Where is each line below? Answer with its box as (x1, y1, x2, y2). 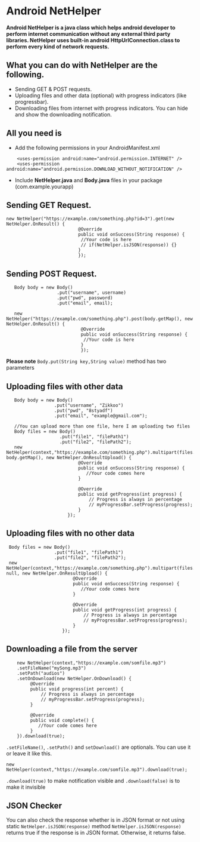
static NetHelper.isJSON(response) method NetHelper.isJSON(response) (6, 823, 182, 830)
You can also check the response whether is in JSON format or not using (6, 816, 185, 823)
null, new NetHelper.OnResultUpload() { (6, 570, 108, 576)
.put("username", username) (57, 290, 127, 296)
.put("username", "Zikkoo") (54, 402, 124, 408)
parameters (6, 364, 35, 371)
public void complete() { (30, 717, 95, 723)
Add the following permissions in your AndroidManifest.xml (14, 144, 160, 151)
